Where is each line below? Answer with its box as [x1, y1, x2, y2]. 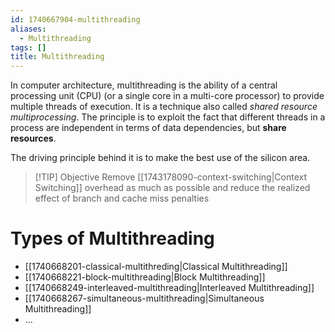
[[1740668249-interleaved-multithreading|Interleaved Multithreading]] [24, 282, 315, 294]
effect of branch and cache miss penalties [34, 192, 210, 205]
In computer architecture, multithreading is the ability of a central [10, 79, 278, 91]
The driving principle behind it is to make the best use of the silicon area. [10, 152, 311, 164]
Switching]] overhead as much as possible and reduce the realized [34, 182, 311, 194]
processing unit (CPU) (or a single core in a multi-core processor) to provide [10, 90, 325, 102]
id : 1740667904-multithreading [10, 14, 141, 25]
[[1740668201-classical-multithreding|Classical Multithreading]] [24, 261, 288, 273]
